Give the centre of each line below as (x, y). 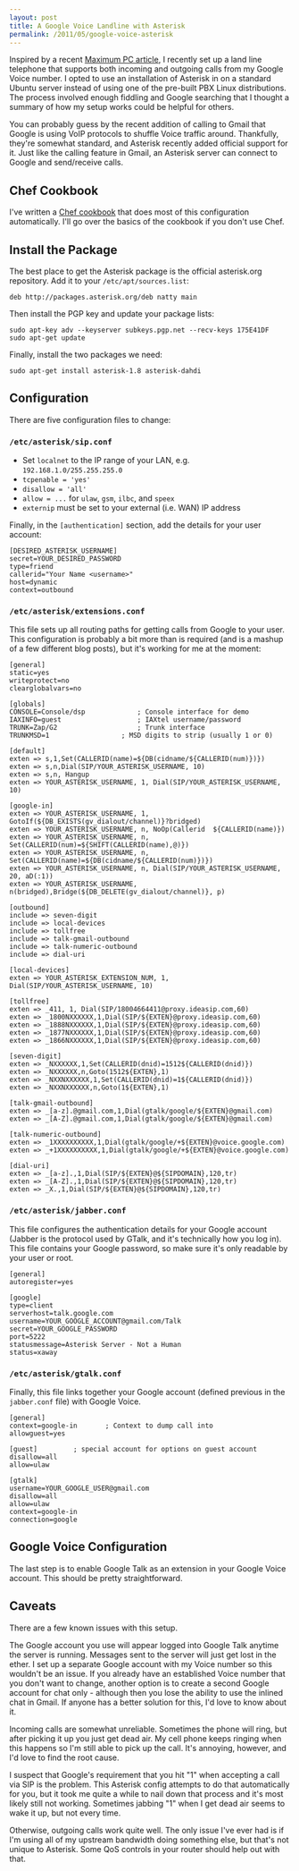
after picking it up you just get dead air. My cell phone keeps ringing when (145, 1738)
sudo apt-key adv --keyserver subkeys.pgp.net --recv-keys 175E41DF (139, 330)
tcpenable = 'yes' (56, 480)
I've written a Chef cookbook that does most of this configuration (129, 212)
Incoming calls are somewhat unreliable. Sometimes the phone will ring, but (148, 1729)
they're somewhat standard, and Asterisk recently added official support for (149, 143)
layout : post (33, 17)
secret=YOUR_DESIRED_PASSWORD (66, 559)
